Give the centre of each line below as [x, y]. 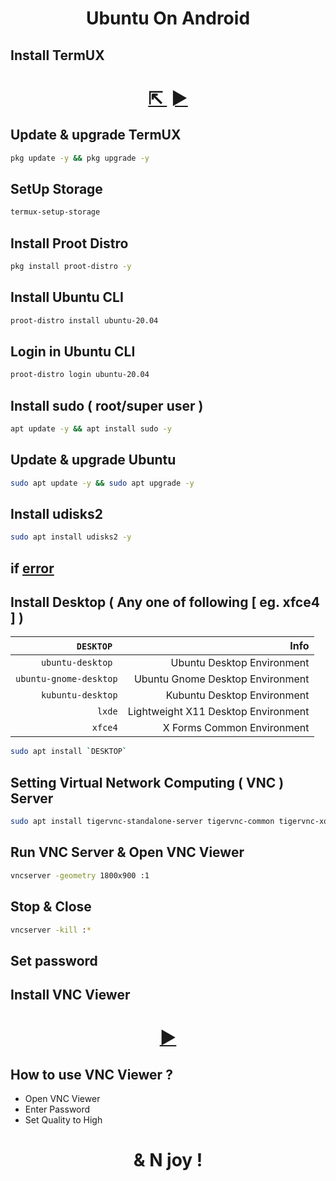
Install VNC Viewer [70, 995]
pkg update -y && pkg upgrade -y [80, 158]
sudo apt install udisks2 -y [71, 537]
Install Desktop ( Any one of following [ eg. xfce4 [165, 602]
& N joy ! [168, 1160]
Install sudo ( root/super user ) [107, 405]
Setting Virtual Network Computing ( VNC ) [147, 782]
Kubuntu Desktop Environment [237, 695]
